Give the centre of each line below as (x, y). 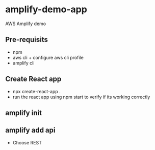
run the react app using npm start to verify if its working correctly (81, 97)
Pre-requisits (27, 40)
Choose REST (27, 142)
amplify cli (23, 63)
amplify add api (30, 130)
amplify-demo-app (46, 9)
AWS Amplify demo (26, 24)
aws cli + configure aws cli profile (48, 57)
